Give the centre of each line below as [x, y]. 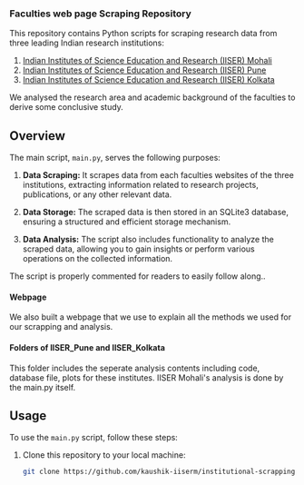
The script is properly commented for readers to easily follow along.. [137, 276]
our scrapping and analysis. [61, 327]
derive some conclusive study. [67, 107]
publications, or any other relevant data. [97, 194]
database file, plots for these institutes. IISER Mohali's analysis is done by [147, 377]
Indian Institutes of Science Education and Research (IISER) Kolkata [148, 80]
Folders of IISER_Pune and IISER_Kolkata [88, 347]
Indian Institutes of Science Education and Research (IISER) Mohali [147, 61]
